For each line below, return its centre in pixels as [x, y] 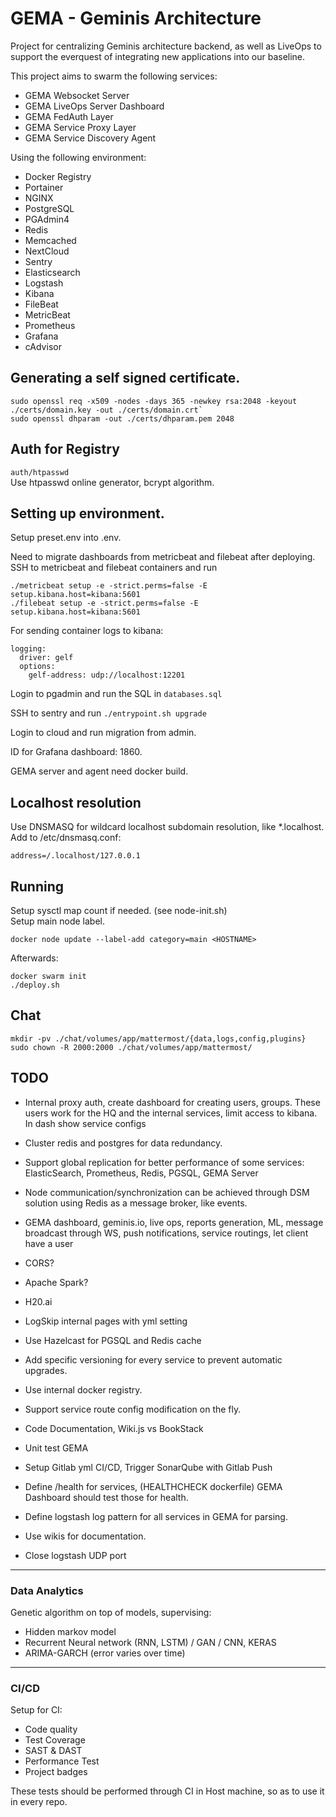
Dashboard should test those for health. [106, 1497]
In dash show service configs [85, 1123]
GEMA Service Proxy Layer [80, 127]
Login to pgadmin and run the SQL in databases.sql [116, 694]
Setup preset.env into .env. [66, 538]
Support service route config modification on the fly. [133, 1409]
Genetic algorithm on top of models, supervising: [111, 1612]
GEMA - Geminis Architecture [136, 18]
